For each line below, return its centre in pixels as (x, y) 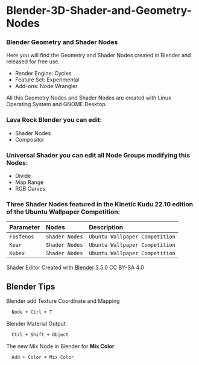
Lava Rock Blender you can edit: (54, 120)
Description (106, 227)
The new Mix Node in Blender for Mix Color (60, 346)
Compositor (30, 139)
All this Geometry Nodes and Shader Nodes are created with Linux (89, 98)
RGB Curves (30, 189)
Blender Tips (31, 286)
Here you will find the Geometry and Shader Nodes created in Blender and (99, 56)
